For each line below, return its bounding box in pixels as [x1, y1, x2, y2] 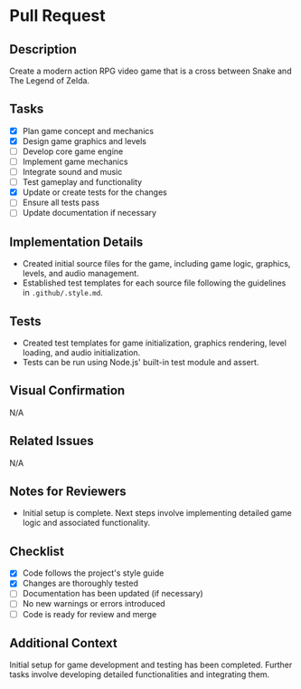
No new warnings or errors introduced [22, 598, 165, 609]
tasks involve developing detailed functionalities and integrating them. [9, 669, 270, 680]
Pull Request [9, 5, 106, 26]
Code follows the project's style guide [22, 568, 165, 578]
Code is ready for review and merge [22, 608, 157, 619]
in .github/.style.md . [22, 287, 104, 298]
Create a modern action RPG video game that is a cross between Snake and [9, 65, 292, 76]
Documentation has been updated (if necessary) [22, 588, 203, 599]
